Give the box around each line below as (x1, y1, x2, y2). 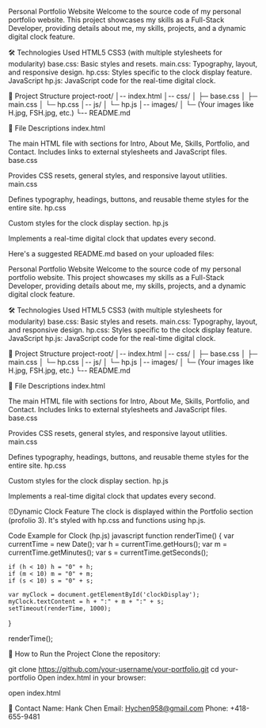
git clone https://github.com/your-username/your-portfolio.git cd (8, 665, 219, 673)
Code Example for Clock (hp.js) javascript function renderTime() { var (8, 531, 235, 540)
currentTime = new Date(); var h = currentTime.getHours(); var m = (8, 540, 228, 548)
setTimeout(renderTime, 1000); (8, 605, 112, 612)
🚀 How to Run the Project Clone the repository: (8, 649, 161, 658)
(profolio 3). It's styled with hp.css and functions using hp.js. (8, 516, 206, 525)
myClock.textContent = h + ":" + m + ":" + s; (8, 597, 165, 605)
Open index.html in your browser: (36, 673, 146, 682)
